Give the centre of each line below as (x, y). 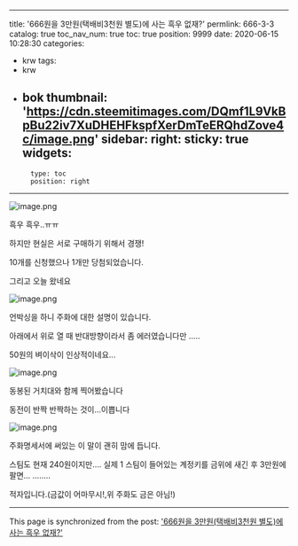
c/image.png (58, 140)
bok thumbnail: (65, 98)
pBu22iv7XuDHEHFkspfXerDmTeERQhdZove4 (153, 125)
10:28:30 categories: (47, 43)
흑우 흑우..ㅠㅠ (34, 224)
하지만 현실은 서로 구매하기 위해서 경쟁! (77, 243)
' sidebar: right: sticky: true (172, 140)
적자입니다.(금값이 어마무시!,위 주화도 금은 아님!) (92, 494)
